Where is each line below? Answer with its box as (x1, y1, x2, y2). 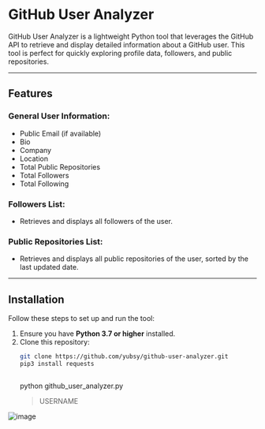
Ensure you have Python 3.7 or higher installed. (19, 329, 176, 338)
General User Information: (8, 110, 110, 121)
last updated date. (19, 263, 79, 272)
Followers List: (8, 199, 65, 210)
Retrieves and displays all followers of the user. (19, 216, 174, 226)
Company (19, 145, 52, 155)
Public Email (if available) (19, 129, 102, 138)
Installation (8, 293, 65, 306)
